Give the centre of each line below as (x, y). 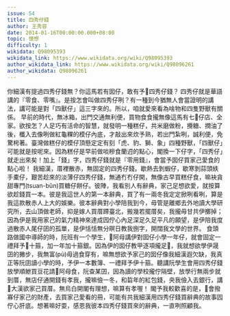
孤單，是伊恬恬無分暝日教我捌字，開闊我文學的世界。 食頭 (137, 228)
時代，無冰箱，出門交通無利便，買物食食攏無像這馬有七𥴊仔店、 (128, 117)
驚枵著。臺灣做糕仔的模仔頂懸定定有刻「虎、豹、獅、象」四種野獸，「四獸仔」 (115, 143)
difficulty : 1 (27, 45)
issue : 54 (21, 13)
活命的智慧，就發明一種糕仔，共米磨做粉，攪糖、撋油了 (145, 125)
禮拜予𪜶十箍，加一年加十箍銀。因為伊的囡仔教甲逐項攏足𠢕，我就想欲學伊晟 (113, 245)
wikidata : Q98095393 (37, 52)
